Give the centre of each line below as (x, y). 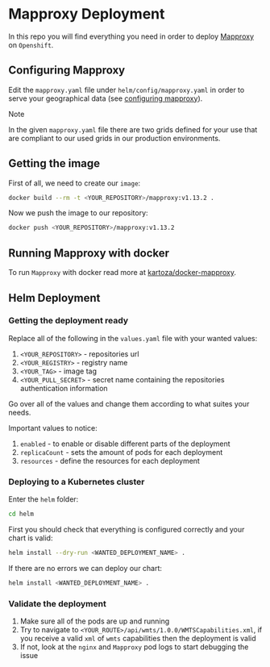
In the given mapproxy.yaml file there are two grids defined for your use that (133, 129)
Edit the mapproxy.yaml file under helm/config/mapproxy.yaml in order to (127, 90)
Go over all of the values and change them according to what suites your (129, 403)
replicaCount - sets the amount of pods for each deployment (121, 452)
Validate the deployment (57, 603)
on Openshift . (31, 44)
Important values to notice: (53, 427)
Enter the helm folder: (44, 499)
